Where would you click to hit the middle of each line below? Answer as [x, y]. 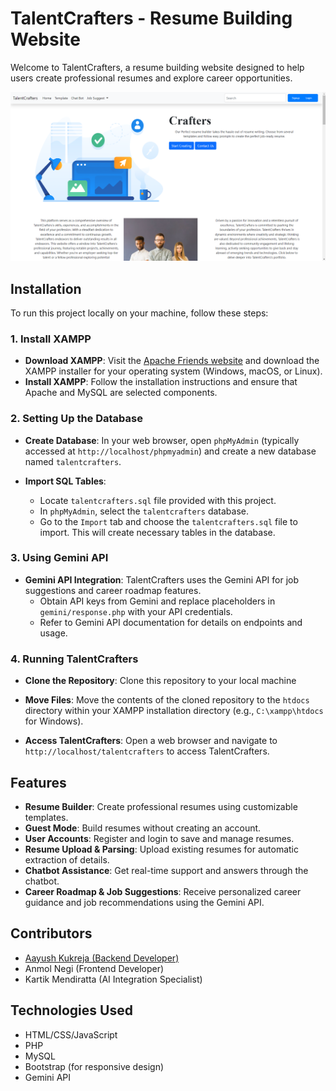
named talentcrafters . [73, 461]
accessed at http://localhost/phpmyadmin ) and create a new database [170, 451]
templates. [46, 817]
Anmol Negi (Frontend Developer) [94, 968]
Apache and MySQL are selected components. [121, 393]
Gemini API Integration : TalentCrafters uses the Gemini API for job [162, 579]
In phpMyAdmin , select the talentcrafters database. [144, 511]
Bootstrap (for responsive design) [94, 1066]
